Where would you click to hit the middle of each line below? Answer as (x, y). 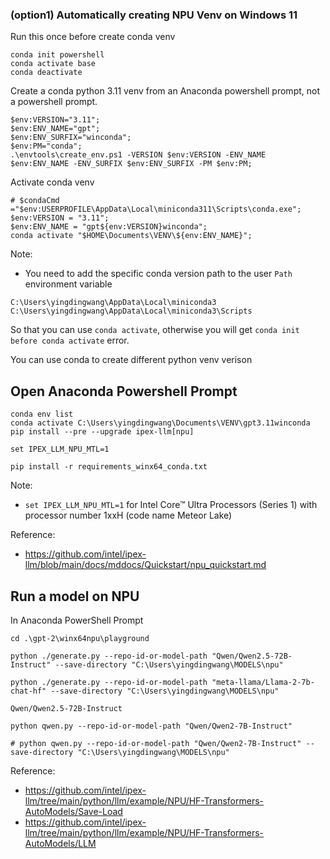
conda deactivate (46, 73)
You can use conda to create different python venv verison (131, 360)
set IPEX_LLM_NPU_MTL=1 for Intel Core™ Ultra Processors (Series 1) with (171, 505)
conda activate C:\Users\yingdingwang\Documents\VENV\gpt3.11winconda (160, 423)
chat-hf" (28, 691)
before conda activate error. (70, 340)
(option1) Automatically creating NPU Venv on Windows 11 (154, 15)
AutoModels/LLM (60, 843)
